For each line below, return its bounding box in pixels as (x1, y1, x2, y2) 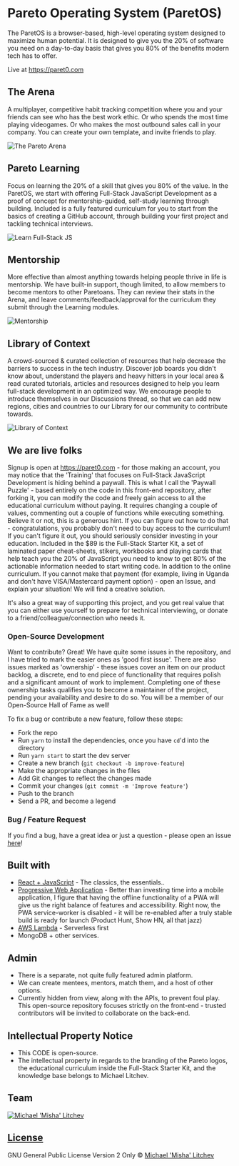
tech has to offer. (7, 51, 58, 60)
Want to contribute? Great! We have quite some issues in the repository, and (7, 648, 231, 657)
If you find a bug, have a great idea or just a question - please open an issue (7, 831, 232, 839)
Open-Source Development (7, 631, 105, 641)
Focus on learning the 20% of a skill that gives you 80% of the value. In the (7, 181, 228, 190)
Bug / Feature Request (7, 814, 86, 824)
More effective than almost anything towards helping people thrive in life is (7, 273, 227, 281)
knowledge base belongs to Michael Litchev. (17, 1072, 149, 1080)
